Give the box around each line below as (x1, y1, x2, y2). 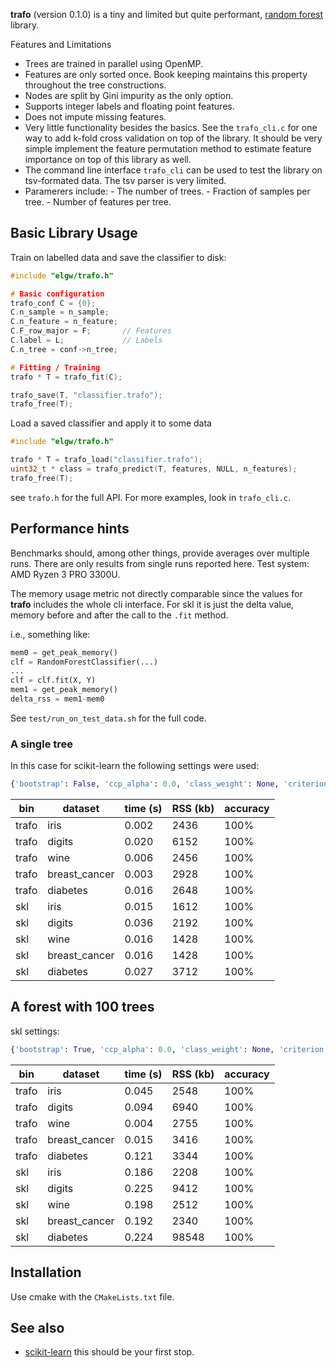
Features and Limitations (10, 39, 112, 50)
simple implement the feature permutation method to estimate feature (24, 143, 312, 154)
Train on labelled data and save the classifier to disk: (10, 251, 227, 263)
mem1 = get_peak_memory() (10, 685, 118, 695)
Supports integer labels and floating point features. (24, 100, 235, 112)
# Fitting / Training (10, 362, 101, 373)
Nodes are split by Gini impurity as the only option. (24, 90, 234, 101)
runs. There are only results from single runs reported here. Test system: (10, 557, 310, 569)
